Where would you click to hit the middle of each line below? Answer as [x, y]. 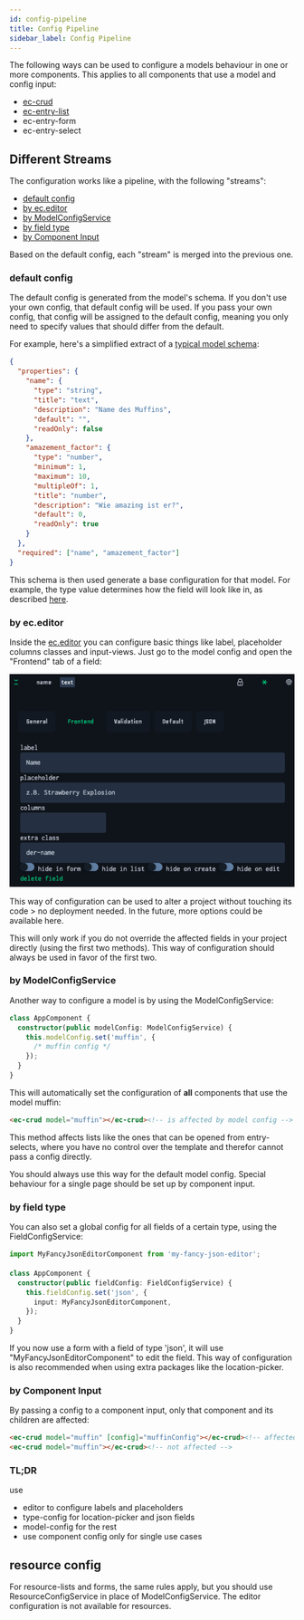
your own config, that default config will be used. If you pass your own [141, 307]
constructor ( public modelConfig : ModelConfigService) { [125, 1028]
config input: [33, 84]
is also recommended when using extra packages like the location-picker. [147, 1367]
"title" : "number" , [70, 495]
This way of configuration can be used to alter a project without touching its [151, 901]
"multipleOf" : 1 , [66, 486]
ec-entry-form [49, 121]
